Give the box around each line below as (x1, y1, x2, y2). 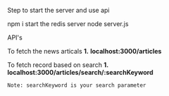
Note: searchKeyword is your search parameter (7, 82, 146, 89)
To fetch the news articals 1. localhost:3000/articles (7, 47, 162, 55)
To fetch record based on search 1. (7, 61, 109, 69)
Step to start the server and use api (7, 6, 110, 14)
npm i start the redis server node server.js (7, 20, 129, 28)
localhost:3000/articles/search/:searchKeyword (7, 68, 154, 76)
